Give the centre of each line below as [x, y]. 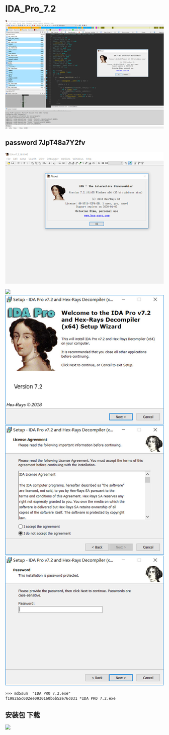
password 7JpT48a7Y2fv [45, 143]
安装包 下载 [23, 715]
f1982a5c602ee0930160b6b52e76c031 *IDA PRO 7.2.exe [60, 698]
